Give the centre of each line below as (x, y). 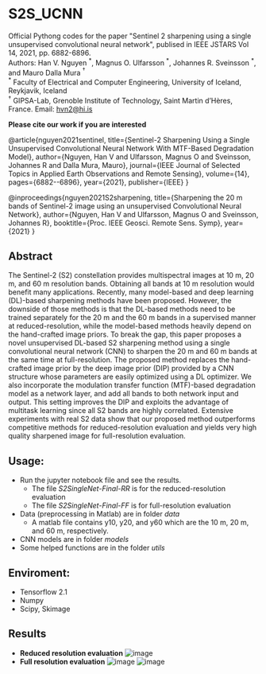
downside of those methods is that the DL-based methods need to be (122, 309)
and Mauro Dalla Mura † (47, 72)
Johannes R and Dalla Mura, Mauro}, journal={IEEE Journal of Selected (124, 165)
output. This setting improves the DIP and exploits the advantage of (118, 402)
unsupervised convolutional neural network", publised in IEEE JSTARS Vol (129, 44)
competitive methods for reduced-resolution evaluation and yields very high (133, 427)
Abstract (31, 256)
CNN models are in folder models (74, 540)
